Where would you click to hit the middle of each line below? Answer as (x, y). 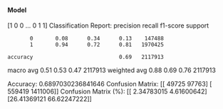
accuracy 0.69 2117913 (85, 57)
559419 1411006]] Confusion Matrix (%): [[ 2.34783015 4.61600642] (108, 91)
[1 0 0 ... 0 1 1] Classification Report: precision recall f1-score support (108, 25)
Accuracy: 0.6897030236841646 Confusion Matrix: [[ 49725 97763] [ (110, 84)
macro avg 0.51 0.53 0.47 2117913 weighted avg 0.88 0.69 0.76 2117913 (111, 70)
